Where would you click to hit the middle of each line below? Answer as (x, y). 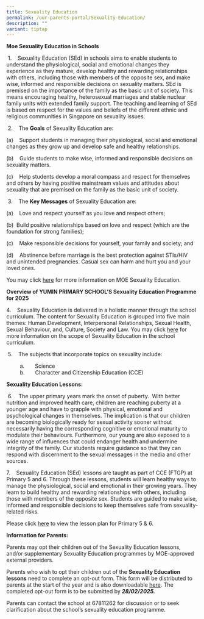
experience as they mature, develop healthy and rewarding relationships (97, 71)
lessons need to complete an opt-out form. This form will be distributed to (100, 578)
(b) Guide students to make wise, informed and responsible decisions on (100, 159)
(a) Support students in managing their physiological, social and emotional (102, 140)
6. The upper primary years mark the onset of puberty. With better (94, 396)
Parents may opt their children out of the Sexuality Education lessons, (93, 547)
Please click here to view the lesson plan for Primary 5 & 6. (80, 524)
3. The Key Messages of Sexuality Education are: (72, 201)
